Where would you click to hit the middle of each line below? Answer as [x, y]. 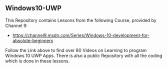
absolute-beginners [33, 40]
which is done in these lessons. [37, 61]
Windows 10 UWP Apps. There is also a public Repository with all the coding [84, 55]
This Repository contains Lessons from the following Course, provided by [81, 20]
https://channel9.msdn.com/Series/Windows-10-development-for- [81, 35]
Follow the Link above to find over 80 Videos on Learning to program [76, 50]
